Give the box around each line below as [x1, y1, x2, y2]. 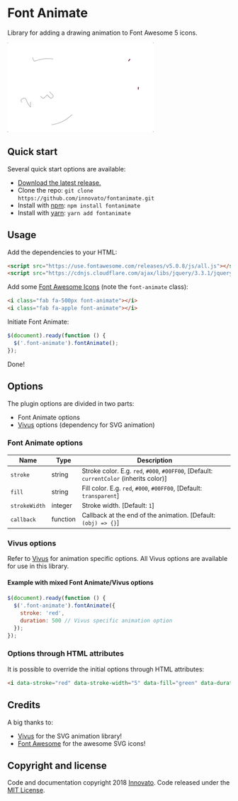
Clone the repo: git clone [17, 186, 93, 194]
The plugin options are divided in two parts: [7, 399, 135, 408]
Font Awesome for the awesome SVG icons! [17, 739, 146, 748]
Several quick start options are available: [7, 164, 126, 173]
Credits [7, 699, 41, 711]
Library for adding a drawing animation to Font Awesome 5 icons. [7, 28, 198, 37]
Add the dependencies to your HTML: [7, 248, 118, 256]
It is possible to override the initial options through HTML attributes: [7, 664, 205, 674]
